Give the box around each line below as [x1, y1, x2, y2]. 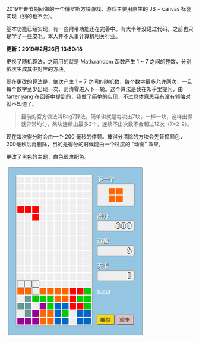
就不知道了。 [6, 101, 37, 107]
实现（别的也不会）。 [6, 12, 56, 20]
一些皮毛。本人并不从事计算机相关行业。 [21, 33, 121, 40]
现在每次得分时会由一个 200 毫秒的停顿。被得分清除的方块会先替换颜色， [6, 133, 186, 140]
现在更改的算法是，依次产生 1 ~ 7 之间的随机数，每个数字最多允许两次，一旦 [6, 78, 192, 85]
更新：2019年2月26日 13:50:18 [6, 45, 83, 52]
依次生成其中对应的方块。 [6, 65, 69, 73]
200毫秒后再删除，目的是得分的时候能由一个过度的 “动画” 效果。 [6, 140, 165, 148]
